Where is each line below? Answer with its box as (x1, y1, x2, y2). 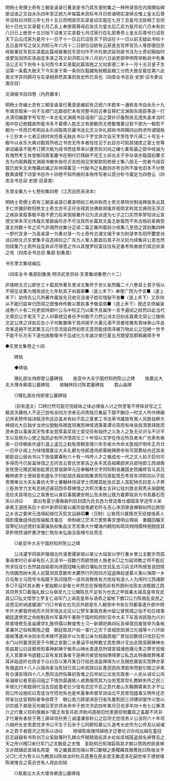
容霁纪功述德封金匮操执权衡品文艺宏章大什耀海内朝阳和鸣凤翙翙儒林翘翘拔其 (5, 523, 165, 529)
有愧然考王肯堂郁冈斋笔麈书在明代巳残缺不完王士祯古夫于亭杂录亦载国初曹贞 (5, 152, 165, 158)
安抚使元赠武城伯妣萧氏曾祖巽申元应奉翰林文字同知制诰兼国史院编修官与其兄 (5, 467, 165, 472)
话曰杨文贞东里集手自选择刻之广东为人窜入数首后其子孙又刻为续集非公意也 (5, 237, 160, 243)
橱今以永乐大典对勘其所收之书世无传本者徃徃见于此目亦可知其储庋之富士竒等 (5, 140, 165, 146)
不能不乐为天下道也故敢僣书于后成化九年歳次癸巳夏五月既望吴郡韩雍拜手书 (5, 333, 160, 338)
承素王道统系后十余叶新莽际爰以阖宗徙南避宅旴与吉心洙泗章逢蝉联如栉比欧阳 (5, 504, 165, 510)
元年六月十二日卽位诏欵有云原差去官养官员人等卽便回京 (49, 42, 165, 48)
